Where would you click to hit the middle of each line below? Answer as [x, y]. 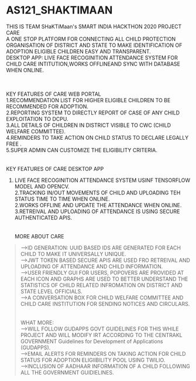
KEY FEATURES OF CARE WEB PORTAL [54, 94]
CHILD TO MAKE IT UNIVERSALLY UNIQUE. [73, 254]
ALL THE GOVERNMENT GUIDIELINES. [67, 372]
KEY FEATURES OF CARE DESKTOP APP [55, 168]
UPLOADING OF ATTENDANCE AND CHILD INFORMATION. [92, 266]
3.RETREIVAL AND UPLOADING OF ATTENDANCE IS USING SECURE [97, 211]
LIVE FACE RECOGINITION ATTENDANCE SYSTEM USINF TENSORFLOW [102, 180]
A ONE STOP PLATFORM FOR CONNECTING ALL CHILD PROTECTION [91, 39]
